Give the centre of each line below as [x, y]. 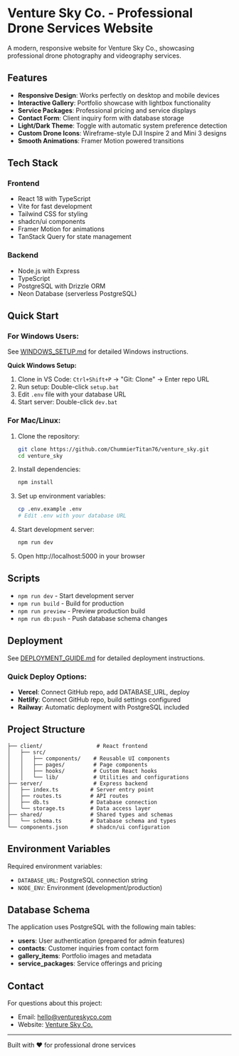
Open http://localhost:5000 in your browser [81, 556]
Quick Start [33, 316]
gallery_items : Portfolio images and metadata [84, 956]
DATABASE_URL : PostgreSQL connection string [83, 880]
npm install [35, 483]
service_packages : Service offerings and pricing [90, 963]
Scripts [24, 579]
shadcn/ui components [51, 222]
